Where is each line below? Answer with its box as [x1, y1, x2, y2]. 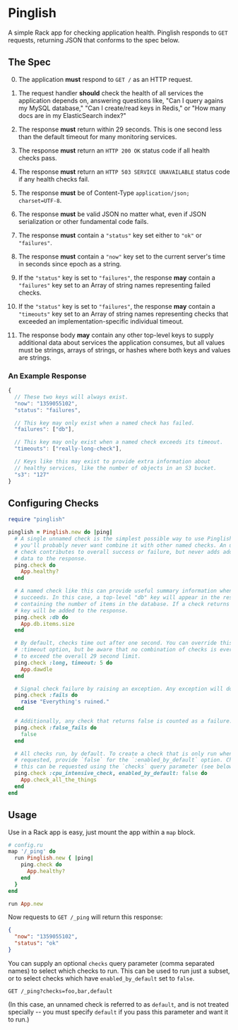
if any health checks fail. [18, 174, 90, 183]
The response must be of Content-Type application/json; [18, 189, 190, 197]
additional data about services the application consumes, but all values [18, 338, 225, 347]
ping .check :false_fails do [14, 724, 97, 731]
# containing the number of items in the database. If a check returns [14, 600, 230, 608]
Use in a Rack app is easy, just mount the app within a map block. [8, 828, 196, 836]
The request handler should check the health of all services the [18, 88, 204, 97]
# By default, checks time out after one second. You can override [14, 639, 218, 647]
